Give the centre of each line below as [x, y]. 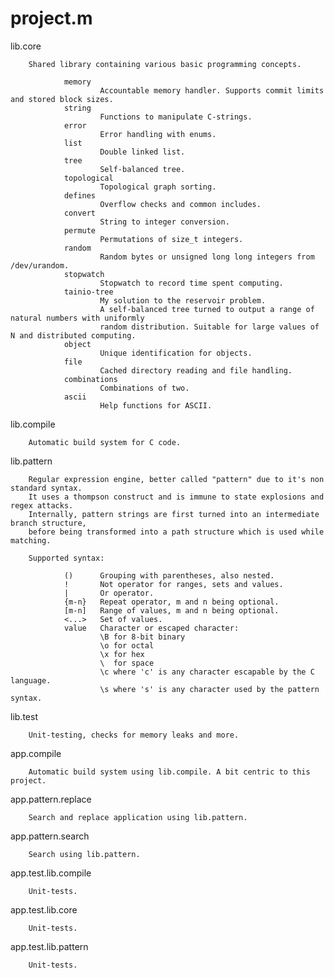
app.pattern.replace [51, 799]
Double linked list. [142, 152]
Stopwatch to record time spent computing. [191, 283]
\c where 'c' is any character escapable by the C [207, 672]
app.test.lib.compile [51, 873]
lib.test [24, 716]
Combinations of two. [144, 388]
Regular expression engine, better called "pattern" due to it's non [176, 479]
